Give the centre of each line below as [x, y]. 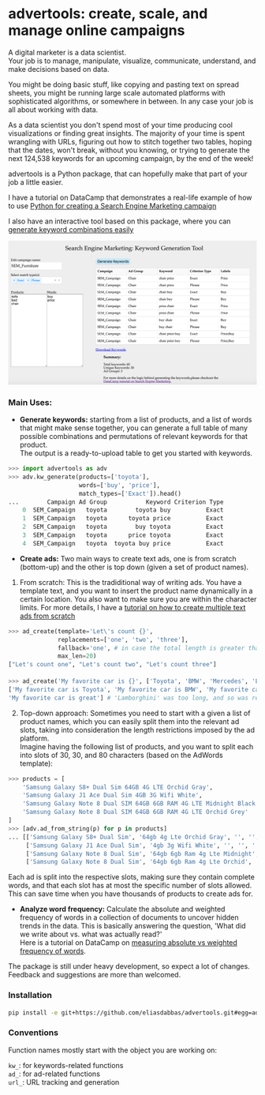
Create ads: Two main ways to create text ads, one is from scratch [128, 558]
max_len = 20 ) [77, 656]
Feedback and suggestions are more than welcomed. [95, 975]
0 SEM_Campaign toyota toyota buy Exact [123, 510]
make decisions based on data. [59, 69]
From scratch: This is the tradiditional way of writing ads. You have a [131, 582]
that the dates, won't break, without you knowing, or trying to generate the [129, 150]
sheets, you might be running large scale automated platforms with [117, 92]
